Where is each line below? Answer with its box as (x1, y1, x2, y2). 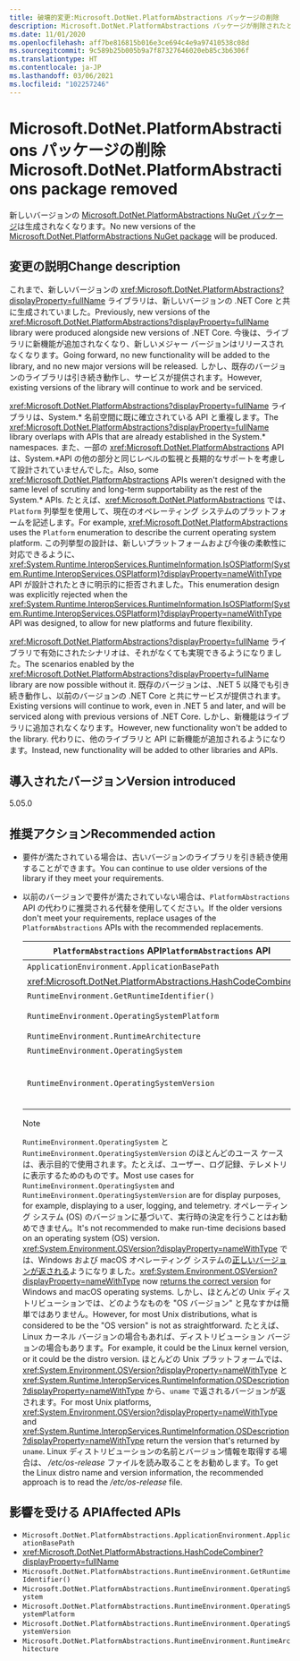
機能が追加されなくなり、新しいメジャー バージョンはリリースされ (39, 338, 284, 349)
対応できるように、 (9, 549, 80, 560)
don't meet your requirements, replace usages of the (21, 912, 217, 923)
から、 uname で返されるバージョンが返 (146, 1385, 286, 1396)
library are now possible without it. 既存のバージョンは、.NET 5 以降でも (9, 680, 275, 690)
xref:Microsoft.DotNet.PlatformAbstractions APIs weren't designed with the (9, 475, 286, 485)
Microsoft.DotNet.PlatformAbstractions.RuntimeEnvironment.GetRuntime (21, 1567, 291, 1576)
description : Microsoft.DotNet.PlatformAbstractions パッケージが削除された (9, 21, 287, 30)
